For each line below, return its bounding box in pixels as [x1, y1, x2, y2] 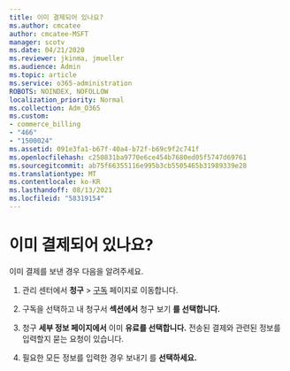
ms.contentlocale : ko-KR [9, 178, 101, 187]
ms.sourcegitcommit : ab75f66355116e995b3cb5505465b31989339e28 [9, 161, 248, 170]
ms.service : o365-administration [9, 79, 133, 88]
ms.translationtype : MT [9, 169, 97, 178]
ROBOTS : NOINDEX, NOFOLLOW [9, 87, 109, 96]
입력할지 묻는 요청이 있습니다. [21, 333, 125, 344]
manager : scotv [9, 37, 65, 47]
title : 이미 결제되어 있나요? [9, 12, 104, 22]
